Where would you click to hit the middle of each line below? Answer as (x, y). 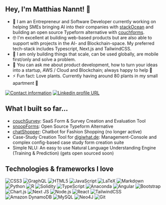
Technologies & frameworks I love (60, 169)
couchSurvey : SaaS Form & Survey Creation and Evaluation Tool (79, 121)
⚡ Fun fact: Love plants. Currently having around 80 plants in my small (85, 76)
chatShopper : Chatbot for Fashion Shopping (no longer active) (77, 131)
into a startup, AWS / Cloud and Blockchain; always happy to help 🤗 (82, 70)
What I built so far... (37, 109)
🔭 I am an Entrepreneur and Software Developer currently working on (84, 21)
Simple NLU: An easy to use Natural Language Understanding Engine (84, 147)
